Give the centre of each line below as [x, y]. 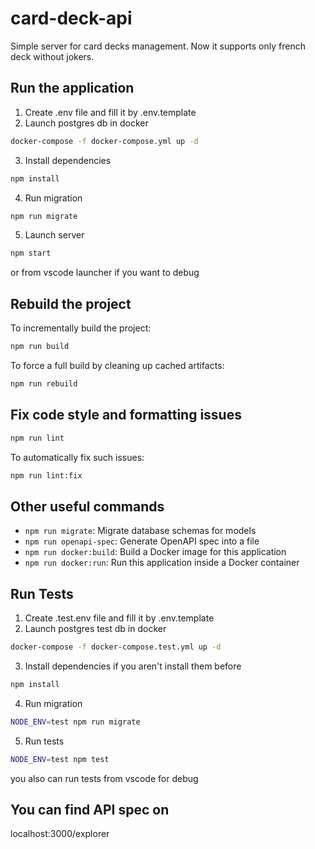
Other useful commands [87, 506]
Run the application [72, 88]
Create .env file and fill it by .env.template [110, 112]
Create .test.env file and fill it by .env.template [119, 618]
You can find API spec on [90, 809]
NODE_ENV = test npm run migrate [75, 722]
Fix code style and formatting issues [126, 415]
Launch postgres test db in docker [95, 628]
